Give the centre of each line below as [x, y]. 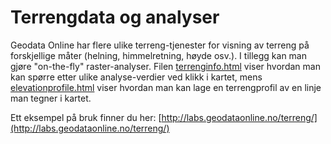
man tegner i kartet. [51, 98]
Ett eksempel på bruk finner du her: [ [86, 117]
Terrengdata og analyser [115, 17]
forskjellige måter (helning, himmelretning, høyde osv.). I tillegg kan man [158, 55]
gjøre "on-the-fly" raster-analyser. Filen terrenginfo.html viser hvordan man [165, 66]
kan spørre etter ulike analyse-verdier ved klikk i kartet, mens [136, 77]
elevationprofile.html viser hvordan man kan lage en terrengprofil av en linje [166, 87]
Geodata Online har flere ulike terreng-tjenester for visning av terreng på [160, 45]
